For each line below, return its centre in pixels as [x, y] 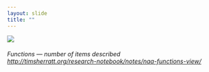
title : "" [21, 20]
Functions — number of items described [64, 54]
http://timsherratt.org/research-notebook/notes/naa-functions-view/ [104, 61]
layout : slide [27, 13]
